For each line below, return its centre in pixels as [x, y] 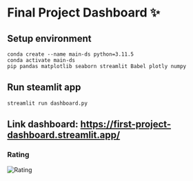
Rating [18, 155]
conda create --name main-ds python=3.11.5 [71, 54]
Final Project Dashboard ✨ [84, 13]
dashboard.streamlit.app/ [64, 135]
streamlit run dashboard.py [48, 103]
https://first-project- [125, 124]
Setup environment [49, 38]
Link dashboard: [43, 124]
